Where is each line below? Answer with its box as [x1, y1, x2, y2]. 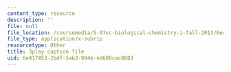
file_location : [7, 29, 51, 36]
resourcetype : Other [7, 42, 67, 49]
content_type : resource [7, 10, 76, 17]
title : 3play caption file [7, 49, 85, 56]
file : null [7, 23, 38, 29]
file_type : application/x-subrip [7, 36, 103, 43]
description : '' [7, 16, 54, 23]
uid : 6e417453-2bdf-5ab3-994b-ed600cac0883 [7, 55, 134, 62]
